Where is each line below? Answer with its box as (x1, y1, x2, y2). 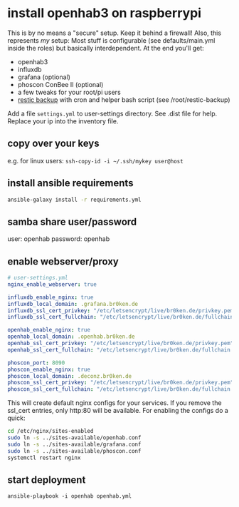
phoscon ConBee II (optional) (17, 80, 104, 88)
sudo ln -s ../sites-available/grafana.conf (7, 441, 142, 448)
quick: (7, 414, 26, 422)
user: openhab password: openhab (7, 235, 110, 243)
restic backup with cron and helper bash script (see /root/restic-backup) (17, 95, 230, 104)
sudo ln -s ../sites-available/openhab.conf (7, 434, 142, 441)
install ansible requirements (7, 177, 134, 190)
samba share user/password (7, 215, 137, 227)
